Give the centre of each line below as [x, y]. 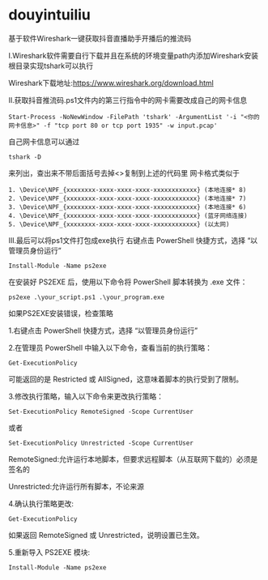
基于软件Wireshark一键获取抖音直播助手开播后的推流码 [100, 38]
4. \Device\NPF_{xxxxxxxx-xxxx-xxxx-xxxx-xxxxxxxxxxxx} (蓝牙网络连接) [128, 215]
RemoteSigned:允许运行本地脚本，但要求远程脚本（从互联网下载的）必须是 [133, 458]
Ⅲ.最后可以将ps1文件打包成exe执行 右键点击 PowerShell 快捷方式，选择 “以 [133, 240]
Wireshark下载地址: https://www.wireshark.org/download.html [111, 83]
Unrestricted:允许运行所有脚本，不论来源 [76, 486]
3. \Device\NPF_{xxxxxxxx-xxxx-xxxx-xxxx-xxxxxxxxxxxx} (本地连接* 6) [128, 207]
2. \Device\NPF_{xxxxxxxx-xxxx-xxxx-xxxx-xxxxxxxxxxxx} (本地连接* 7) [128, 198]
